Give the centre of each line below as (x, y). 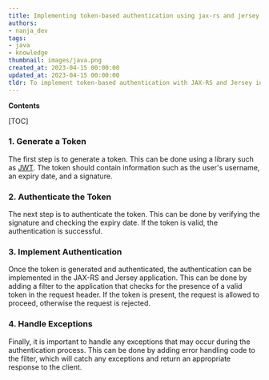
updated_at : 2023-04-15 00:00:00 (64, 75)
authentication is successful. (56, 231)
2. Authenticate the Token (60, 197)
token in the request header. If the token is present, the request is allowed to (134, 295)
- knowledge (28, 53)
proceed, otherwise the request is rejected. (79, 303)
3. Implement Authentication (65, 252)
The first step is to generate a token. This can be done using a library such (131, 159)
